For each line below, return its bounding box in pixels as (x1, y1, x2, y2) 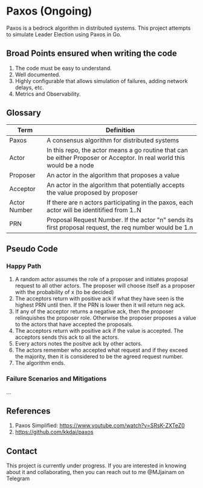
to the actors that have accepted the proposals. (14, 321, 134, 328)
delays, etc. (14, 84, 44, 91)
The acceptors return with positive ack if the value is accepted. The (14, 327, 184, 335)
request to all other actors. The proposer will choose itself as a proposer (14, 282, 195, 289)
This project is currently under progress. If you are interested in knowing (6, 462, 187, 469)
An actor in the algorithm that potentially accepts (47, 181, 185, 189)
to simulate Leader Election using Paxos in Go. (6, 30, 122, 38)
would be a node (47, 161, 94, 169)
